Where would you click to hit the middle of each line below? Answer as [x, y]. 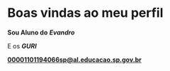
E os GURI [22, 46]
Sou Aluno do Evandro [41, 32]
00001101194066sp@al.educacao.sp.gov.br [74, 59]
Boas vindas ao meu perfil [85, 13]
